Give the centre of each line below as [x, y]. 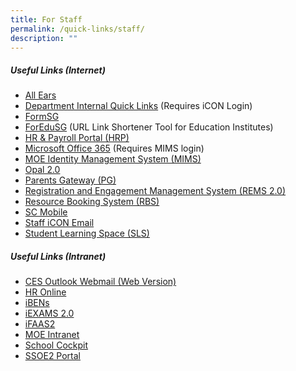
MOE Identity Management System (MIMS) [113, 159]
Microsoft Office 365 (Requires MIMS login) [114, 148]
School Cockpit [56, 345]
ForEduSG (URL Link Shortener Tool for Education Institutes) [149, 127]
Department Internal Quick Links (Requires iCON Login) [138, 106]
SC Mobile [46, 212]
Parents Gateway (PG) [70, 180]
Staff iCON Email [59, 223]
